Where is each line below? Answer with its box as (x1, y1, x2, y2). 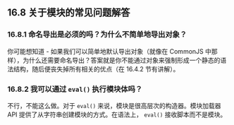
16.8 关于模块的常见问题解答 (7, 6, 130, 19)
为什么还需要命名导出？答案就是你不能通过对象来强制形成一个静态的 (22, 56, 221, 64)
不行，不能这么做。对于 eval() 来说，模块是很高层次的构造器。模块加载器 (7, 101, 221, 109)
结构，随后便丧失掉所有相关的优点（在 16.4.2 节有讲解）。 (13, 64, 180, 73)
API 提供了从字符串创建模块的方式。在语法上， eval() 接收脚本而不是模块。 (7, 110, 227, 119)
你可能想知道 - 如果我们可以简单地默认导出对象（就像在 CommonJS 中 (7, 47, 211, 55)
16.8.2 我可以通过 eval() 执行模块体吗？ (7, 84, 143, 94)
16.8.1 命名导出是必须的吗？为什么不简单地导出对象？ (7, 30, 187, 40)
